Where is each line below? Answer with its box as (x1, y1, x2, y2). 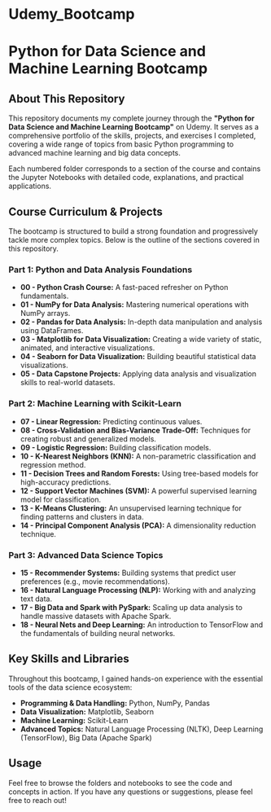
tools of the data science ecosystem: (8, 682, 133, 692)
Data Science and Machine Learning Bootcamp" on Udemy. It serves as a (8, 122, 259, 132)
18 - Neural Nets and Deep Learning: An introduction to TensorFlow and (20, 620, 264, 630)
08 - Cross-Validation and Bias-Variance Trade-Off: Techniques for (20, 425, 251, 435)
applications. (8, 181, 51, 191)
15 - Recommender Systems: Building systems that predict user (20, 568, 237, 577)
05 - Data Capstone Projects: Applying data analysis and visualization (20, 369, 257, 379)
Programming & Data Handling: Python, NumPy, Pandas (20, 698, 210, 708)
